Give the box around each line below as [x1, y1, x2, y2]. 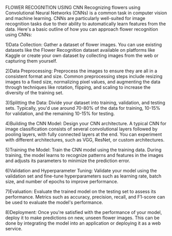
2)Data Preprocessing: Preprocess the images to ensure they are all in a [5, 68, 158, 74]
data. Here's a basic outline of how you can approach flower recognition [5, 26, 158, 32]
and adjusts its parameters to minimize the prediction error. [5, 158, 130, 164]
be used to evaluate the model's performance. [5, 200, 104, 205]
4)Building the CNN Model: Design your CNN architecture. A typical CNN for [5, 121, 167, 126]
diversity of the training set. [5, 90, 64, 95]
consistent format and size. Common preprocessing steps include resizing [5, 73, 163, 79]
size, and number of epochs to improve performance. [5, 179, 119, 184]
